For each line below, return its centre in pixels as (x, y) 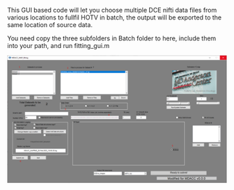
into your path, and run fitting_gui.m (58, 46)
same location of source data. (50, 25)
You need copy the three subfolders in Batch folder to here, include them (112, 38)
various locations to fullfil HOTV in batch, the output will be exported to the (114, 17)
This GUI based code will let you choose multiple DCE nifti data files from (112, 10)
